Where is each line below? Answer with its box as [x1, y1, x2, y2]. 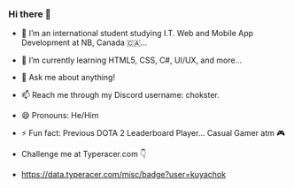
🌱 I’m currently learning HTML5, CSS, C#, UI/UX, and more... [20, 55, 243, 65]
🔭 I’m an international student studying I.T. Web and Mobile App [20, 28, 254, 39]
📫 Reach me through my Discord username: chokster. [20, 90, 220, 101]
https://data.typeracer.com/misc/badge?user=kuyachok [20, 169, 227, 180]
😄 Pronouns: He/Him [20, 110, 99, 121]
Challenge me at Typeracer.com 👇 [20, 149, 147, 160]
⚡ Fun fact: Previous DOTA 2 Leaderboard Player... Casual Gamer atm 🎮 [20, 128, 285, 139]
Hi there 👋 [8, 8, 52, 20]
